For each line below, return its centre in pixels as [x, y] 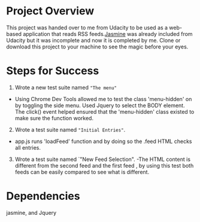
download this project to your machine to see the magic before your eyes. [97, 47]
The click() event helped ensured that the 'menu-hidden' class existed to [104, 111]
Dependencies [43, 196]
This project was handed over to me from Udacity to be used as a [87, 28]
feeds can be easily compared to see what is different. [82, 172]
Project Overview [50, 11]
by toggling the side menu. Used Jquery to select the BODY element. [100, 105]
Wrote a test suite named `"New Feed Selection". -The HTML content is [102, 159]
